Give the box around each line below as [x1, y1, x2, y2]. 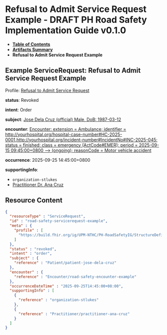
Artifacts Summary [12, 46, 53, 52]
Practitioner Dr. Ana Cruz [12, 181, 64, 188]
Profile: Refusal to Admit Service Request [5, 87, 89, 93]
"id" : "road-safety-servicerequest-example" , [9, 219, 108, 224]
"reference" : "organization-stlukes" [18, 298, 99, 303]
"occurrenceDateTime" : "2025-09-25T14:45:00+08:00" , [9, 284, 123, 289]
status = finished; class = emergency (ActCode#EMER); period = [5, 142, 138, 148]
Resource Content [5, 196, 63, 205]
